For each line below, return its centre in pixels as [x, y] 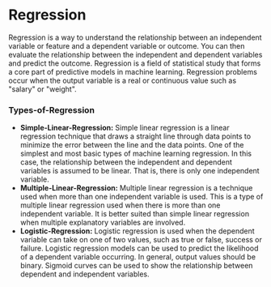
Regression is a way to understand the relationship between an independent [135, 37]
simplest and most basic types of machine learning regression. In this [136, 154]
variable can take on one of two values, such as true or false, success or [141, 240]
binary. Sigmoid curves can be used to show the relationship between [136, 266]
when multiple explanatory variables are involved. [103, 223]
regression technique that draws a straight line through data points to [135, 136]
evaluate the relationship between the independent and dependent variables [135, 54]
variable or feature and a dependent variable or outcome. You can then [127, 45]
